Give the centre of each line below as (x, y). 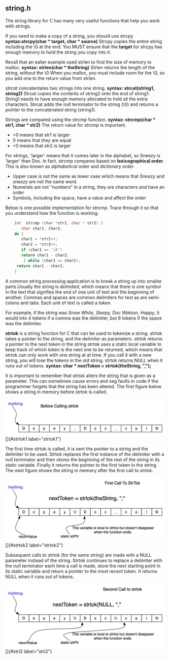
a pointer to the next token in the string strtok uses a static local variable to (83, 344)
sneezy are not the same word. (45, 181)
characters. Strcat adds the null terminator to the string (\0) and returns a (82, 104)
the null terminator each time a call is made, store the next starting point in (83, 566)
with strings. (18, 26)
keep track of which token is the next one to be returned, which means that (84, 349)
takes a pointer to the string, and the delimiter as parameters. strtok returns (84, 338)
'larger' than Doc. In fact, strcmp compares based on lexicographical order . (85, 161)
